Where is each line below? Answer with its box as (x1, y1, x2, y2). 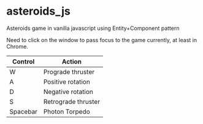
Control (12, 57, 35, 65)
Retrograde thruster (43, 97, 100, 106)
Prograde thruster (43, 67, 95, 76)
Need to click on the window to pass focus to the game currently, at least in (6, 36, 197, 43)
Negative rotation (43, 87, 94, 96)
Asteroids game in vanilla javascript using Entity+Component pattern (6, 24, 180, 32)
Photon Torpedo (43, 107, 90, 115)
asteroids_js (6, 4, 71, 18)
